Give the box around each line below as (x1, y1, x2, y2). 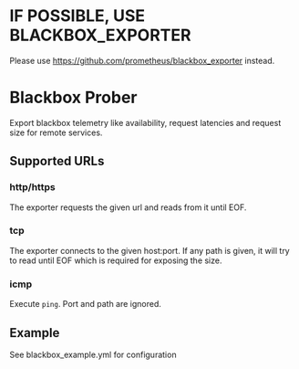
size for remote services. (9, 127, 103, 138)
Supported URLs (9, 153, 105, 169)
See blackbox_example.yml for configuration (9, 349, 177, 360)
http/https (9, 181, 57, 194)
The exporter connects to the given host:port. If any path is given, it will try (9, 245, 290, 256)
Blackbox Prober (9, 88, 138, 108)
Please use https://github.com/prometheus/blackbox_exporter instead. (9, 55, 275, 66)
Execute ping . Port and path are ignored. (9, 299, 162, 310)
